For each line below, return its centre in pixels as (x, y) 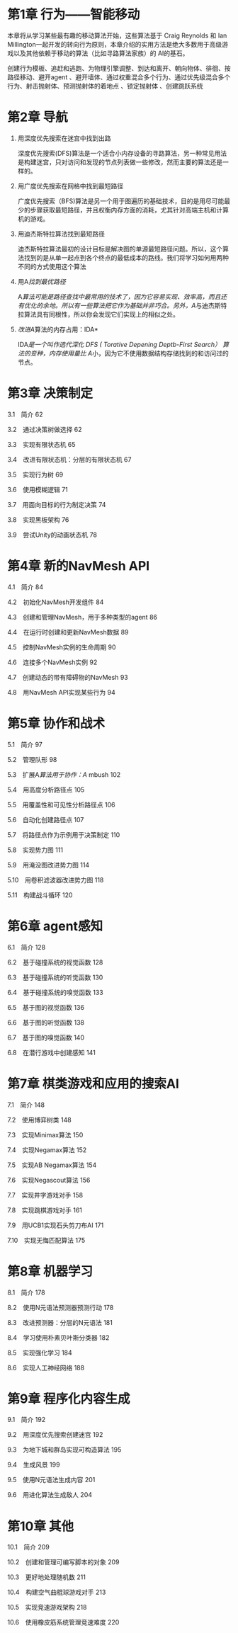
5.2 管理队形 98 (32, 759)
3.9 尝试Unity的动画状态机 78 (52, 535)
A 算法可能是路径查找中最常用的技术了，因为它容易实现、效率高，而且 (119, 296)
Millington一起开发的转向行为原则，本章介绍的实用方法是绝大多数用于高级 (115, 44)
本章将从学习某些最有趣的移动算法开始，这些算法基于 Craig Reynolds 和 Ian (117, 35)
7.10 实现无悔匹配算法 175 (46, 1240)
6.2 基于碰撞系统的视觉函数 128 (55, 962)
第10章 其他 (41, 1526)
